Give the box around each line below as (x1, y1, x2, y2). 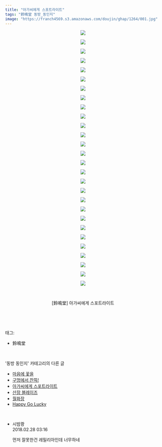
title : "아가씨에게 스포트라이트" (5, 7, 65, 12)
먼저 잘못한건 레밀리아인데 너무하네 (12, 437, 80, 443)
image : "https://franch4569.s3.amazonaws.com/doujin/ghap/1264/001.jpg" (5, 16, 158, 21)
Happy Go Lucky (12, 401, 47, 407)
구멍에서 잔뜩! (12, 377, 40, 383)
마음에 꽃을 (12, 371, 34, 377)
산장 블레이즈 (12, 390, 38, 396)
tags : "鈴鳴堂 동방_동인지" (5, 12, 55, 17)
